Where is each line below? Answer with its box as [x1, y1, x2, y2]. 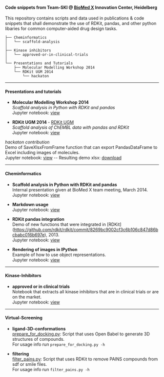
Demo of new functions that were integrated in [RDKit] [12, 221, 122, 227]
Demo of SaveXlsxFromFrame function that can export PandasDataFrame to [5, 144, 158, 150]
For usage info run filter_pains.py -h [12, 367, 90, 373]
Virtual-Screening [5, 315, 43, 321]
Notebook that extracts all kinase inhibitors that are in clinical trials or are [12, 288, 159, 294]
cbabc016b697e [12, 232, 45, 237]
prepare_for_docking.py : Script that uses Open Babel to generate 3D [12, 331, 150, 337]
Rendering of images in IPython [12, 246, 78, 252]
